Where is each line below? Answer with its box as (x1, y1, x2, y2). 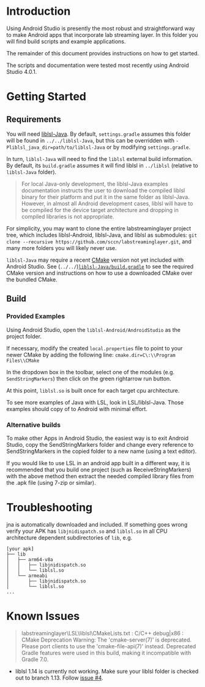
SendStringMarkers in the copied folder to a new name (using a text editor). (6, 447, 197, 455)
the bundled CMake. (6, 275, 58, 283)
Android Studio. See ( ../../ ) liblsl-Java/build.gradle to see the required (6, 262, 194, 270)
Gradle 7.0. (21, 656, 49, 663)
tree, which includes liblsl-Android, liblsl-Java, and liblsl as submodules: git (6, 231, 198, 238)
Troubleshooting (6, 501, 93, 514)
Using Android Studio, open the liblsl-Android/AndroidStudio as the (6, 326, 181, 333)
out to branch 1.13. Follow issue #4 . (15, 674, 103, 681)
